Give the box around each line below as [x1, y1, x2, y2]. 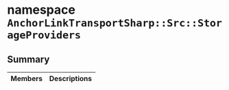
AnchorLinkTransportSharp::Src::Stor [7, 16, 223, 30]
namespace [7, 2, 75, 18]
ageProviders [7, 29, 81, 42]
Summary [7, 54, 50, 65]
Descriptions [49, 74, 93, 83]
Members [10, 74, 43, 83]
